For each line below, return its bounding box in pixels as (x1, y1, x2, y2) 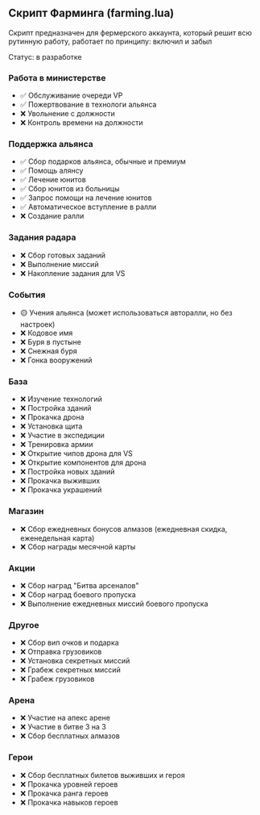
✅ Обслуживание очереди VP (19, 90, 123, 100)
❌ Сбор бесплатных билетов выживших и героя (19, 770, 185, 779)
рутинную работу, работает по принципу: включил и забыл (8, 36, 213, 46)
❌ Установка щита (19, 421, 83, 431)
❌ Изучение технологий (19, 395, 103, 404)
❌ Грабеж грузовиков (19, 674, 95, 684)
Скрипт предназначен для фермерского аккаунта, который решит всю (8, 27, 252, 37)
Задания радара (8, 232, 76, 243)
